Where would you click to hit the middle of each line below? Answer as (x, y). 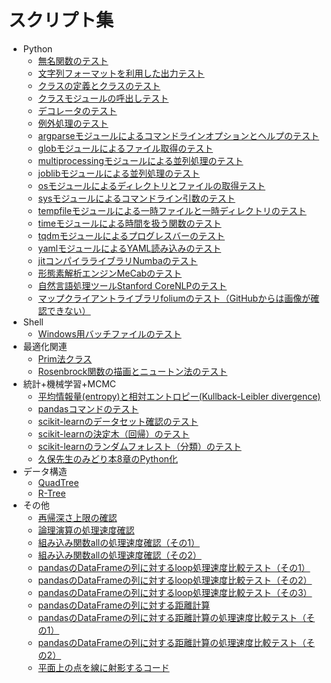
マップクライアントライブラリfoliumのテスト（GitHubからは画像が (174, 298)
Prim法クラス (65, 358)
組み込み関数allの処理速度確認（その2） (119, 555)
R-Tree (51, 493)
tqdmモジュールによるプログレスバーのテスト (131, 235)
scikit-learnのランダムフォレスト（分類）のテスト (139, 446)
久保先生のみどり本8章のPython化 (107, 458)
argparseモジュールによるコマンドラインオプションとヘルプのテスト (178, 135)
